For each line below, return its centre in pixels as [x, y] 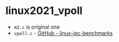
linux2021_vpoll [44, 11]
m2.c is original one [37, 27]
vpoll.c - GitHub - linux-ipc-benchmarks [63, 33]
